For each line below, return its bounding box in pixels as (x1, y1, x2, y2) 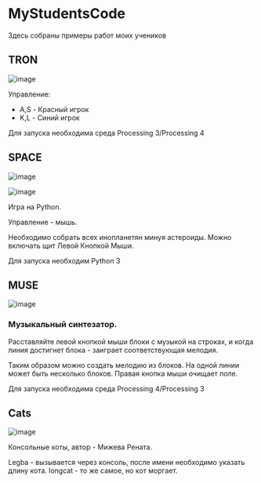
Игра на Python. (8, 202, 61, 212)
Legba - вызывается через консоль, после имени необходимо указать (8, 458, 245, 467)
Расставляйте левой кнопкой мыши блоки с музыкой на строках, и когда (8, 336, 254, 346)
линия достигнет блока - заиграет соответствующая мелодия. (8, 345, 219, 354)
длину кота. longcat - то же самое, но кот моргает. (8, 466, 178, 475)
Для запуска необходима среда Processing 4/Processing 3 (8, 383, 205, 393)
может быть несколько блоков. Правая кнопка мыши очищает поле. (8, 369, 238, 378)
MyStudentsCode (8, 5, 125, 23)
